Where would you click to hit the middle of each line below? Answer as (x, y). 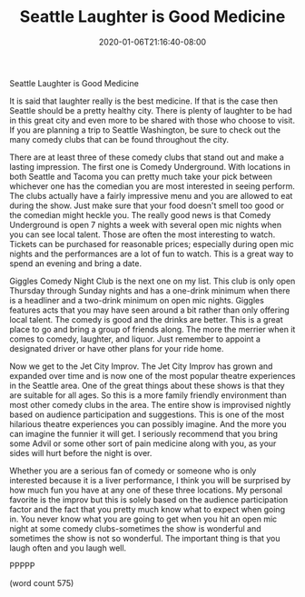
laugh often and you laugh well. (68, 548)
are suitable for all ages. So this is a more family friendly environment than (148, 395)
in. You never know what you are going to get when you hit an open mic (143, 519)
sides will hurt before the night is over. (81, 453)
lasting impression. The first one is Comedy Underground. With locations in (150, 166)
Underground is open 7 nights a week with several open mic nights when (146, 224)
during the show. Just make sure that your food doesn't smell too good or (147, 205)
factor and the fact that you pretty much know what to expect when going (148, 509)
